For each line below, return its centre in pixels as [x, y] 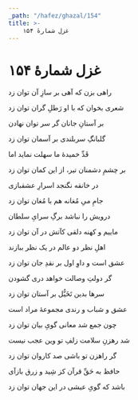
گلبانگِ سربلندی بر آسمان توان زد [57, 139]
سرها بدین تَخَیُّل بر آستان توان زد [57, 294]
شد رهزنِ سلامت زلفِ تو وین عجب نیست [69, 340]
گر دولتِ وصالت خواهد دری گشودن [60, 278]
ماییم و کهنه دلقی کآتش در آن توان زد [63, 232]
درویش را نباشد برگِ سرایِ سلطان [59, 216]
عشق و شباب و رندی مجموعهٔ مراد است [68, 310]
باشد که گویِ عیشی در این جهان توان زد [67, 387]
